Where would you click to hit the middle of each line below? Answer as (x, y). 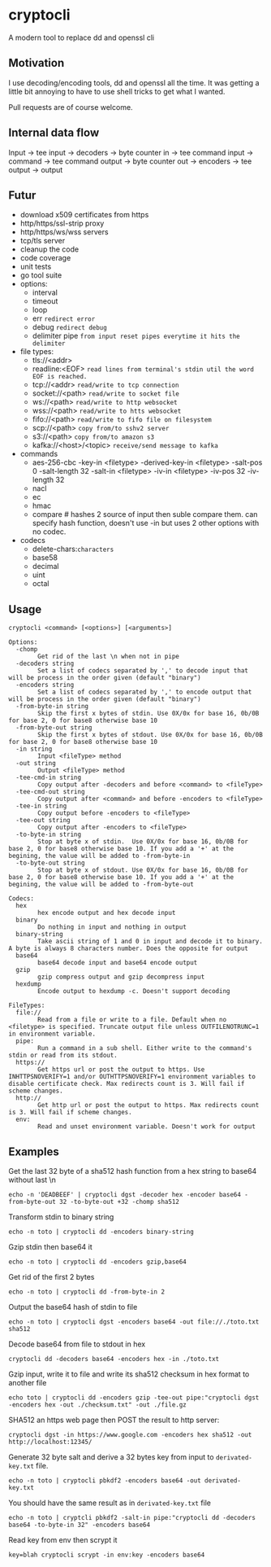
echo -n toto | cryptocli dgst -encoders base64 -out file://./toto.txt (134, 1322)
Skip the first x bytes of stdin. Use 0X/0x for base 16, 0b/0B (148, 714)
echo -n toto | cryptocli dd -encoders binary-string (101, 1232)
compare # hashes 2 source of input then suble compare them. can (145, 514)
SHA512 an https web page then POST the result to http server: (114, 1420)
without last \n (32, 1180)
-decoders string (45, 664)
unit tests (36, 267)
